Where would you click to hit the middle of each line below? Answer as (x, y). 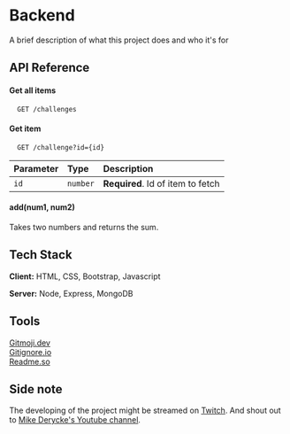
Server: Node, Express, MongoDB (72, 293)
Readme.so (30, 361)
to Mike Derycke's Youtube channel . (75, 420)
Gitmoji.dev (30, 343)
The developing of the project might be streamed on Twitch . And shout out (145, 411)
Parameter (36, 168)
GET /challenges (47, 109)
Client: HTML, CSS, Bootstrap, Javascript (85, 276)
